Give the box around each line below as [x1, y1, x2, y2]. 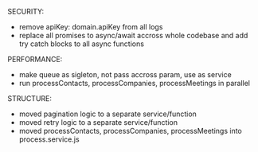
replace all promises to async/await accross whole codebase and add [18, 31, 248, 40]
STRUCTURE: [7, 94, 53, 103]
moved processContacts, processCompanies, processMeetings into [18, 127, 242, 135]
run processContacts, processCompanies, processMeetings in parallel [18, 79, 250, 88]
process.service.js [18, 134, 80, 144]
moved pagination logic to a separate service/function [18, 109, 197, 119]
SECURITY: [7, 7, 45, 16]
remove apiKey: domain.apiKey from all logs [18, 22, 163, 31]
